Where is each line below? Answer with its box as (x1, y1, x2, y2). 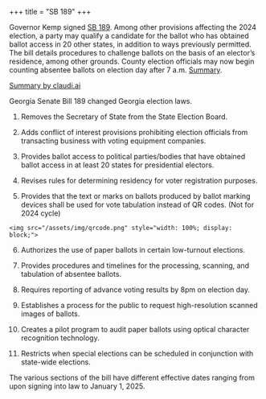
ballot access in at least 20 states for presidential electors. (20, 160, 215, 170)
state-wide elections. (20, 357, 92, 367)
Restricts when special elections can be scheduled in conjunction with (20, 349, 254, 358)
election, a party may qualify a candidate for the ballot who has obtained (9, 31, 250, 40)
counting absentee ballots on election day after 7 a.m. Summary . (9, 65, 223, 75)
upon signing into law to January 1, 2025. (9, 381, 145, 391)
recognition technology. (20, 333, 100, 343)
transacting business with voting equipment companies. (20, 136, 207, 146)
